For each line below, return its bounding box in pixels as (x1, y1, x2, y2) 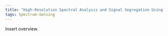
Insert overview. (5, 25, 39, 31)
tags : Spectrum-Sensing (5, 12, 55, 17)
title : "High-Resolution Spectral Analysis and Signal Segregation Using (5, 7, 163, 12)
